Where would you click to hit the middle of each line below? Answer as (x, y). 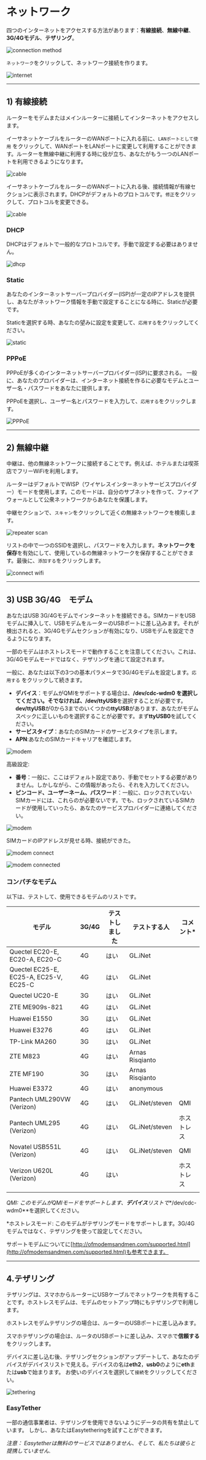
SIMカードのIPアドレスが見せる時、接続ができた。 (70, 841)
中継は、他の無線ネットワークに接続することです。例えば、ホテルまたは (97, 463)
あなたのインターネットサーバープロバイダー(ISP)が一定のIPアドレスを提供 (101, 294)
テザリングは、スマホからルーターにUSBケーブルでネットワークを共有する (100, 1295)
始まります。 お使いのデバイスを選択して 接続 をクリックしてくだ (112, 1372)
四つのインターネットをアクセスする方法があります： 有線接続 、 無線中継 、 (100, 30)
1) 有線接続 (27, 102)
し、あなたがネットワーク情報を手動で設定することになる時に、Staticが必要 (102, 302)
